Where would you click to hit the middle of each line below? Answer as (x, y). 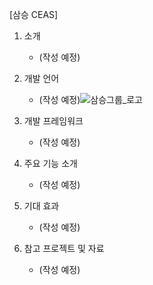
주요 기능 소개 (50, 163)
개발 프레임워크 (53, 121)
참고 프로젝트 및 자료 (64, 248)
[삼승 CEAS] (34, 14)
